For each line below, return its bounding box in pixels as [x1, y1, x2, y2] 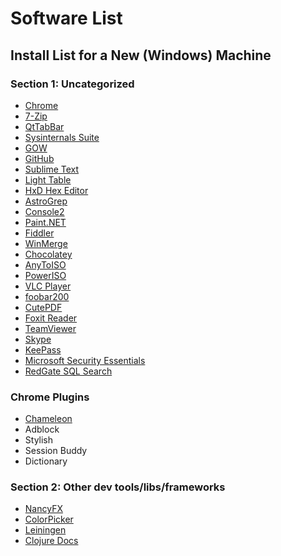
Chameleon [24, 413, 73, 425]
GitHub [24, 152, 55, 164]
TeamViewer [24, 322, 77, 334]
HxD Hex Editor [24, 184, 89, 196]
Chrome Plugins [10, 390, 90, 404]
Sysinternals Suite [24, 131, 100, 143]
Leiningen [24, 524, 67, 536]
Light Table [24, 173, 72, 186]
